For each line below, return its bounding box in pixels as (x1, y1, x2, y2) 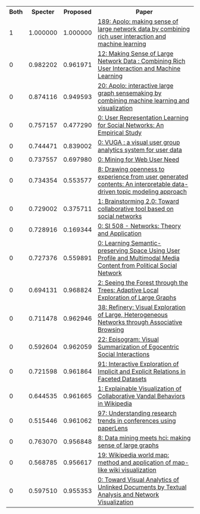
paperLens (98, 424, 128, 432)
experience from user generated (98, 173, 189, 181)
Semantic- (130, 239, 162, 247)
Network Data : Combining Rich (98, 57, 186, 65)
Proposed (63, 8, 92, 16)
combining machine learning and (98, 97, 189, 104)
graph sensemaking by (98, 89, 162, 97)
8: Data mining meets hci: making (98, 434, 191, 442)
